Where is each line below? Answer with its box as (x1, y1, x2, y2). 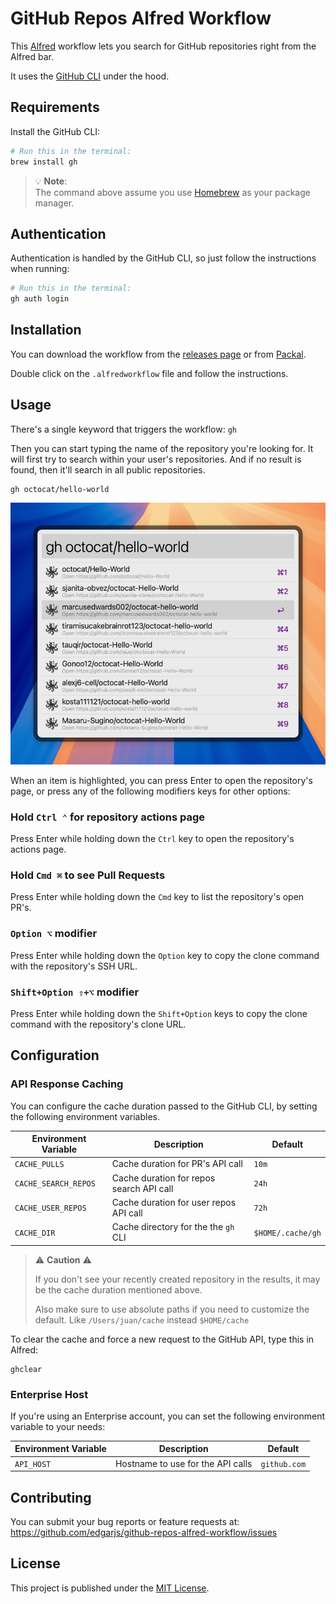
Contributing (10, 1489, 92, 1506)
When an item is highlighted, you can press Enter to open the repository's (10, 774, 313, 786)
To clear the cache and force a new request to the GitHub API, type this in (10, 1333, 315, 1345)
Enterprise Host (10, 1387, 89, 1401)
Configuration (10, 1047, 100, 1064)
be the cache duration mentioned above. (34, 1283, 203, 1296)
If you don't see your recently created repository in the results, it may (34, 1273, 321, 1285)
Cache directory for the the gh (111, 1221, 235, 1233)
